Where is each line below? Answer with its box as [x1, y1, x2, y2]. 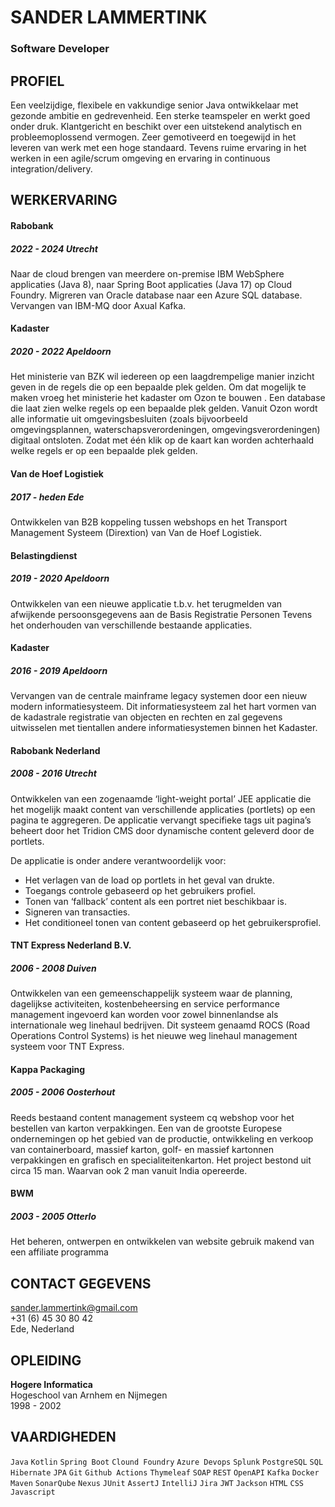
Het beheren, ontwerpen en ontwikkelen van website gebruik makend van [10, 1236, 315, 1248]
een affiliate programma [10, 1246, 109, 1258]
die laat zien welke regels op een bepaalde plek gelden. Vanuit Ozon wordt [10, 402, 318, 415]
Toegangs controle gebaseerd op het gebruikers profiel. [24, 884, 257, 896]
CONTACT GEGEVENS [10, 1275, 152, 1292]
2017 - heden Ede [10, 491, 85, 503]
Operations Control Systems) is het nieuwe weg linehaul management [10, 1030, 298, 1042]
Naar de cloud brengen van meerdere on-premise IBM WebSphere [10, 267, 285, 280]
